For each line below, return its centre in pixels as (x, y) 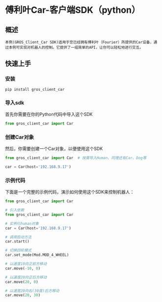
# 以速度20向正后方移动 (26, 277)
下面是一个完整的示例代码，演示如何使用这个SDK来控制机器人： (70, 192)
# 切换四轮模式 (18, 250)
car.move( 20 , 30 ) (23, 295)
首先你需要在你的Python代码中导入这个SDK (49, 114)
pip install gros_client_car (35, 89)
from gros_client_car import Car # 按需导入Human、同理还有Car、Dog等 (76, 158)
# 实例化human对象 (22, 223)
